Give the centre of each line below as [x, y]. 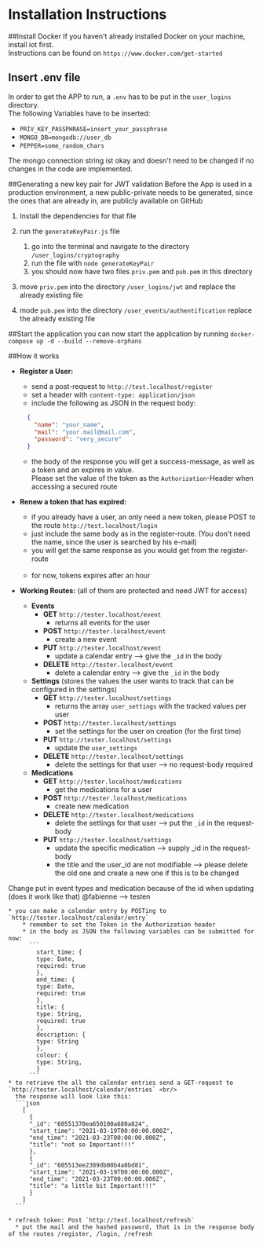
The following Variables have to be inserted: [79, 113]
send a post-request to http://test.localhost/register [122, 386]
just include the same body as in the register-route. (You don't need [141, 534]
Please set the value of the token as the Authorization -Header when [142, 478]
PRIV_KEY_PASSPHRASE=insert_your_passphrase [93, 129]
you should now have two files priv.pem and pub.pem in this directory [142, 271]
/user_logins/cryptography [75, 255]
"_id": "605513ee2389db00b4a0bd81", [89, 1165]
